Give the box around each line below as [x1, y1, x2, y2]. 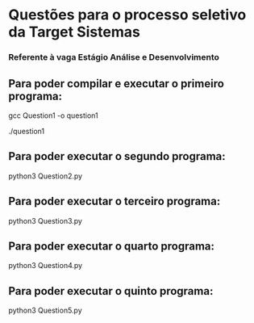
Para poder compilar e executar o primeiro [8, 77, 224, 90]
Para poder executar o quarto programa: [8, 239, 215, 253]
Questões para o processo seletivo [8, 6, 247, 24]
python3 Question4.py [8, 261, 83, 271]
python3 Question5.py [8, 305, 82, 316]
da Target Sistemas [8, 23, 141, 41]
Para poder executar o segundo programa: [8, 149, 226, 163]
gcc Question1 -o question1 [8, 111, 98, 120]
